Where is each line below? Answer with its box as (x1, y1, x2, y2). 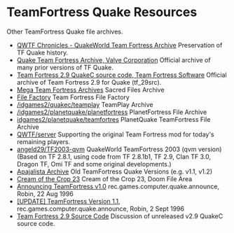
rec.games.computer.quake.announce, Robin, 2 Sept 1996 (16, 204, 185, 213)
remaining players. (16, 137, 71, 146)
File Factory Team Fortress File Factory (16, 92, 130, 101)
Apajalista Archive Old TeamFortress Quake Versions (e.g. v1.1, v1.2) (16, 167, 213, 176)
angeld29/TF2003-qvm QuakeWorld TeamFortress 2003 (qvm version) (16, 145, 222, 153)
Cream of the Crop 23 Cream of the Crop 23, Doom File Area (16, 174, 193, 183)
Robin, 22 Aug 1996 (16, 190, 74, 198)
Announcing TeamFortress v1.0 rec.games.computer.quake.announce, (16, 182, 220, 190)
